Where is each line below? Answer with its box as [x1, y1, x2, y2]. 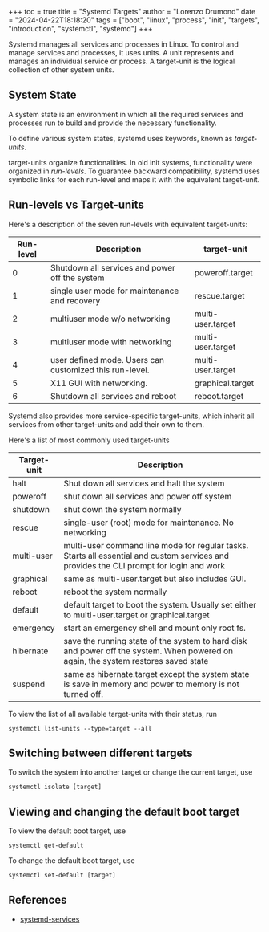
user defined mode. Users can [50, 354, 164, 365]
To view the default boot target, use [8, 826, 126, 836]
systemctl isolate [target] [8, 783, 102, 792]
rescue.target [194, 290, 245, 301]
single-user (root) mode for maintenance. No [63, 517, 235, 528]
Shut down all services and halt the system [63, 478, 225, 489]
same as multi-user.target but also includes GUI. [63, 573, 247, 584]
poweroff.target [194, 267, 254, 278]
